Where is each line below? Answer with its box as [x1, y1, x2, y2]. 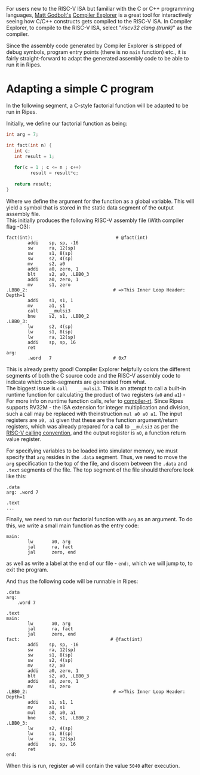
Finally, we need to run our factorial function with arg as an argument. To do [6, 515, 193, 522]
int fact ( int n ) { [6, 142, 52, 148]
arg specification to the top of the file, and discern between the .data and [6, 460, 187, 467]
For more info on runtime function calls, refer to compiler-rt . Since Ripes [6, 397, 183, 405]
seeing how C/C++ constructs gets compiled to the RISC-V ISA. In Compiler [6, 18, 192, 25]
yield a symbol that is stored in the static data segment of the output [6, 203, 174, 211]
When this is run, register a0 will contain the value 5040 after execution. [6, 762, 180, 769]
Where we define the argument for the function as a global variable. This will [6, 197, 195, 205]
